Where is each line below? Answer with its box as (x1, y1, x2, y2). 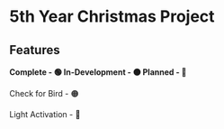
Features (9, 42, 60, 58)
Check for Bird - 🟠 (9, 88, 79, 98)
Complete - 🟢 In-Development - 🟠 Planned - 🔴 (9, 67, 187, 78)
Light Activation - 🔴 (9, 109, 81, 119)
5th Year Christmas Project (9, 6, 215, 27)
